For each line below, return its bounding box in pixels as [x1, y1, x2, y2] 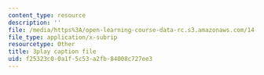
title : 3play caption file [8, 48, 97, 55]
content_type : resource [8, 11, 86, 20]
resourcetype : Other [8, 41, 76, 48]
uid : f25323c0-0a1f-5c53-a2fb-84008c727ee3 [8, 55, 153, 63]
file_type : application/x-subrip [8, 33, 118, 41]
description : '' [8, 19, 61, 27]
